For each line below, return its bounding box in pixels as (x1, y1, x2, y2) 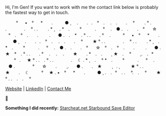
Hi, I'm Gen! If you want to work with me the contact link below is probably (5, 4, 158, 10)
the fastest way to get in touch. (5, 9, 69, 15)
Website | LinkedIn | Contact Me (5, 86, 71, 92)
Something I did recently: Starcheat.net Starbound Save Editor (5, 105, 135, 111)
